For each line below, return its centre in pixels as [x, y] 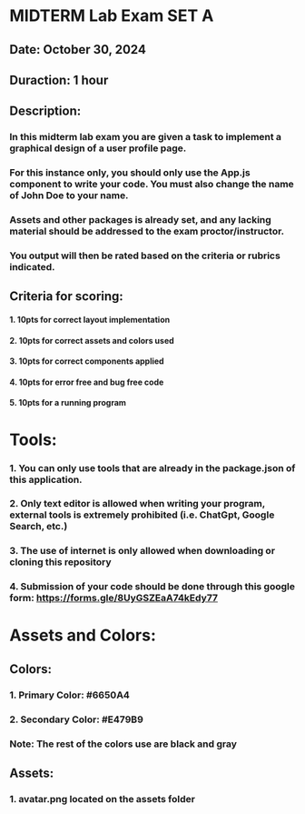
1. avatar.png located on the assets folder [102, 799]
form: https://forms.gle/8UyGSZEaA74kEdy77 [113, 598]
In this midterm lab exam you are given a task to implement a [146, 137]
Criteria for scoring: [67, 296]
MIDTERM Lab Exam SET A [112, 16]
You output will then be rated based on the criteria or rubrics [145, 256]
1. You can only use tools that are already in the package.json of [152, 467]
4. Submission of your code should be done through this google [152, 587]
